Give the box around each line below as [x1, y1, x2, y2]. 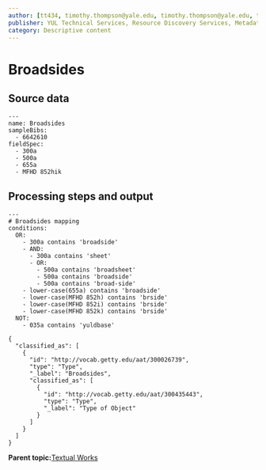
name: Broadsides [8, 119, 66, 127]
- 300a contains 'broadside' [22, 238, 119, 246]
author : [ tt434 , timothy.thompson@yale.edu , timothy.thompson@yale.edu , [8, 11, 253, 20]
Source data [8, 92, 70, 105]
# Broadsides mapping [8, 218, 80, 226]
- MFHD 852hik [15, 168, 62, 176]
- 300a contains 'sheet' [28, 252, 112, 260]
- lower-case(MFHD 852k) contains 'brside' [22, 308, 169, 316]
